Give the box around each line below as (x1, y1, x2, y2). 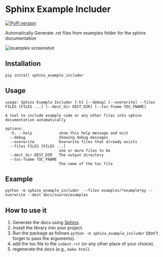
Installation (5, 59, 41, 68)
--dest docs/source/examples (27, 192, 88, 198)
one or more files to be (58, 148, 111, 153)
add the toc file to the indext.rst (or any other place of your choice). (12, 241, 154, 247)
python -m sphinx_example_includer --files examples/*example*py (5, 188, 146, 193)
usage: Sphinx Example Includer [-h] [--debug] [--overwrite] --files (5, 99, 155, 105)
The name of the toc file (58, 161, 113, 166)
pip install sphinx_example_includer (5, 73, 84, 78)
